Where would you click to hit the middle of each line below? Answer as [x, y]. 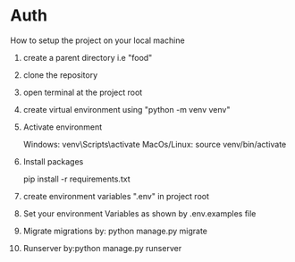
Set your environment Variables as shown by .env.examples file [139, 213]
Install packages [53, 161]
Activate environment [63, 127]
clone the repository [60, 75]
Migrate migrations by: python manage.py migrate [115, 231]
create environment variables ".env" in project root [116, 196]
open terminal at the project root [83, 92]
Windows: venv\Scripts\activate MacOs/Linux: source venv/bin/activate [155, 144]
